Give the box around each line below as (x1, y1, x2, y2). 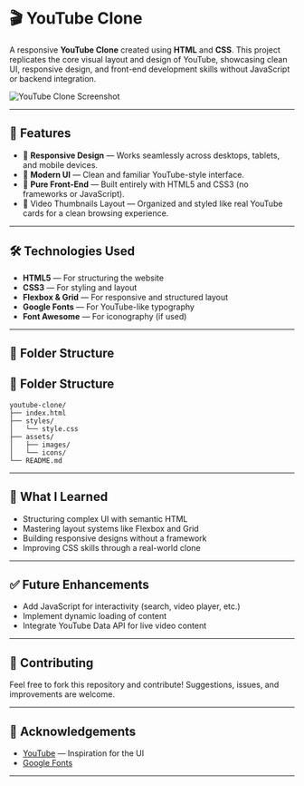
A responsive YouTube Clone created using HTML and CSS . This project (9, 44, 280, 55)
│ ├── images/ (9, 440, 71, 449)
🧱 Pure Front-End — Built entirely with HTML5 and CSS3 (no (22, 179, 249, 190)
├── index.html (9, 408, 67, 418)
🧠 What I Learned (9, 489, 109, 505)
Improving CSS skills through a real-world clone (22, 542, 201, 553)
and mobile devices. (22, 159, 98, 170)
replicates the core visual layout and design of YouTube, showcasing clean (9, 54, 288, 64)
